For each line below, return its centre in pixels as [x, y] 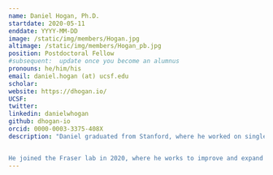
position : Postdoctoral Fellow [61, 53]
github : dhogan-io [39, 122]
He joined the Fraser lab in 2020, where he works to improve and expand [136, 158]
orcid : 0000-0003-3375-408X [56, 129]
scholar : [23, 83]
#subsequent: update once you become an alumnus [94, 62]
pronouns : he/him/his [45, 69]
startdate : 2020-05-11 [47, 23]
